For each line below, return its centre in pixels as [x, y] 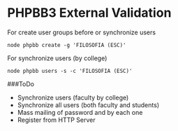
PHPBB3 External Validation [89, 13]
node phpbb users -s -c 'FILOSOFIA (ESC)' [70, 71]
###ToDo [21, 84]
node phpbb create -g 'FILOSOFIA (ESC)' [67, 45]
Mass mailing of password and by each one [80, 112]
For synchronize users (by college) [57, 58]
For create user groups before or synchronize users [81, 32]
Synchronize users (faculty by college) [73, 97]
